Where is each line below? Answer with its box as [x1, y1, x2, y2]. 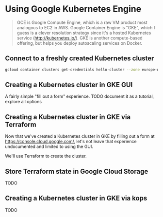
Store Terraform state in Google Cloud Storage [5, 167, 148, 176]
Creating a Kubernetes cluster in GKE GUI [5, 81, 133, 89]
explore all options [5, 99, 42, 105]
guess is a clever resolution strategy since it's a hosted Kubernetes [16, 30, 151, 36]
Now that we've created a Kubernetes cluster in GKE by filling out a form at [5, 133, 155, 139]
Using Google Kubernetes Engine [5, 3, 142, 15]
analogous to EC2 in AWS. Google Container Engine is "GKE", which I [16, 24, 155, 30]
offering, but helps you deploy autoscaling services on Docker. [16, 40, 143, 46]
